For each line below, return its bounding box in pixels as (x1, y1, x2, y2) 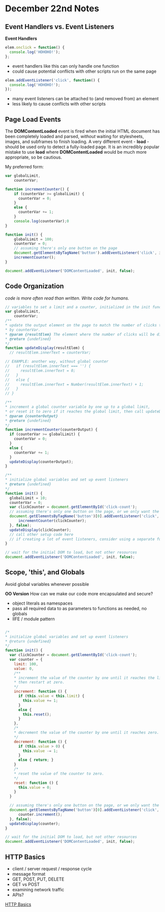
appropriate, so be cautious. (5, 154, 62, 160)
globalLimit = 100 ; (14, 237, 54, 242)
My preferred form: (5, 164, 44, 170)
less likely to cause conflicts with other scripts (12, 101, 106, 107)
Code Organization (5, 282, 64, 290)
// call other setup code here (9, 532, 74, 537)
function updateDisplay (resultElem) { (5, 346, 84, 351)
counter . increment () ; (18, 812, 63, 817)
